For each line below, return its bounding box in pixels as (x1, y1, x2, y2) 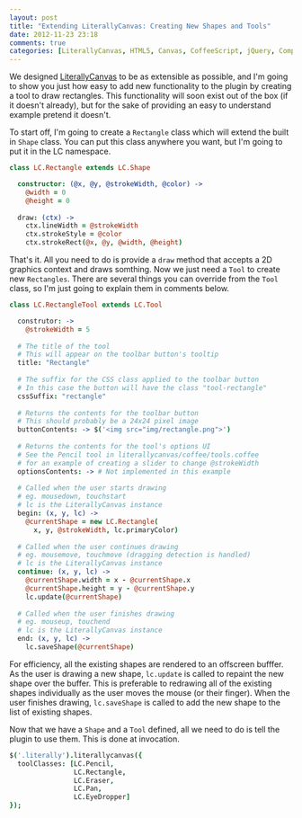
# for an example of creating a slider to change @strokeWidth (17, 458, 259, 467)
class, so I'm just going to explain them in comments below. (9, 283, 229, 293)
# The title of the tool (17, 342, 111, 351)
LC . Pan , (73, 784, 102, 794)
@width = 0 (25, 188, 67, 197)
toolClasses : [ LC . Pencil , (17, 759, 115, 769)
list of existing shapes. (9, 707, 93, 717)
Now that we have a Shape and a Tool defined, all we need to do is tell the (9, 724, 280, 734)
